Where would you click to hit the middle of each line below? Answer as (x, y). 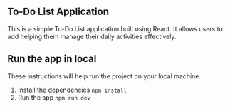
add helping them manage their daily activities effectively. (92, 36)
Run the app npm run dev (54, 97)
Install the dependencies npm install (72, 90)
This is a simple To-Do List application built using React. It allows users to (115, 28)
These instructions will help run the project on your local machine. (104, 76)
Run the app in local (52, 59)
